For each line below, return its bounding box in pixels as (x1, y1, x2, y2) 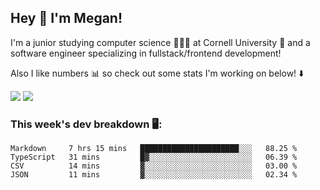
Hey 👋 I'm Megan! (10, 10, 123, 27)
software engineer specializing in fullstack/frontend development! (10, 47, 282, 59)
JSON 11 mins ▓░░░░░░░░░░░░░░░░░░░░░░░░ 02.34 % (10, 170, 298, 180)
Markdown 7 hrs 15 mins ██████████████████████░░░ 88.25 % (10, 144, 298, 154)
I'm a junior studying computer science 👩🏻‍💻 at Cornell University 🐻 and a (10, 36, 311, 48)
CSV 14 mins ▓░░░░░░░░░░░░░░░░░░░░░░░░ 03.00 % (10, 161, 298, 171)
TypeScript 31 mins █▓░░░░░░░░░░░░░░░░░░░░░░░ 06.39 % (10, 152, 298, 163)
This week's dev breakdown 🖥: (10, 117, 163, 131)
